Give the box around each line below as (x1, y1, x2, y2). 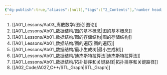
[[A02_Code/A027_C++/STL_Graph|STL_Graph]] (11, 64, 111, 70)
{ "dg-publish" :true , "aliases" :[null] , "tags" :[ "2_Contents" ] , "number (4, 7, 150, 12)
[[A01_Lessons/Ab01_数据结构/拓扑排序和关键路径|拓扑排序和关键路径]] (11, 59, 158, 65)
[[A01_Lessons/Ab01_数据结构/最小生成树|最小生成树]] (11, 46, 123, 52)
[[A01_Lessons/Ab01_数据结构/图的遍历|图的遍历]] (11, 40, 115, 46)
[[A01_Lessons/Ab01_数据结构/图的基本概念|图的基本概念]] (11, 28, 132, 34)
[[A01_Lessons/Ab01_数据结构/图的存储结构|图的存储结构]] (11, 34, 132, 40)
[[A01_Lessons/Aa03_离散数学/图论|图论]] (11, 21, 98, 27)
